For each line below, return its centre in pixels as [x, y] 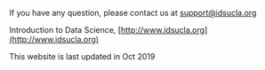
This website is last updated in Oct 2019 [82, 56]
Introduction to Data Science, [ [65, 30]
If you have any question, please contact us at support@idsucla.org [133, 13]
